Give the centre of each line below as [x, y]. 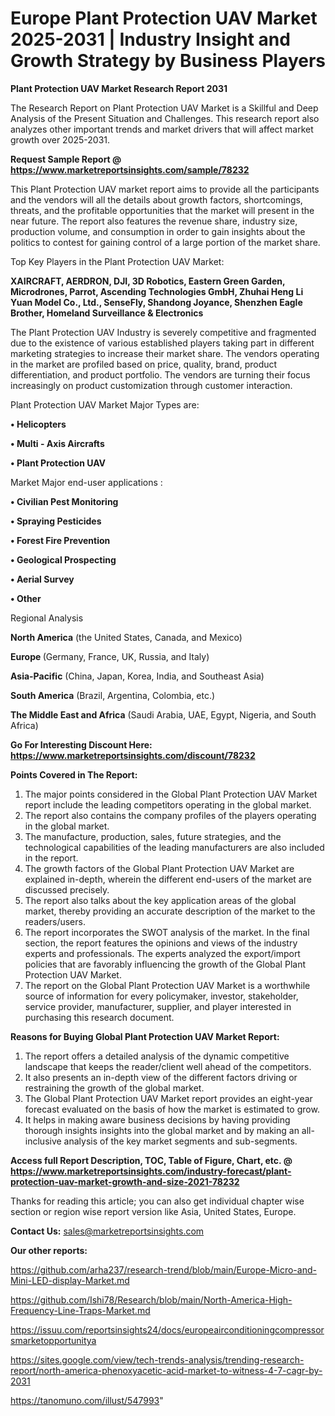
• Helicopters [38, 424]
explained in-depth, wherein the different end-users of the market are [168, 879]
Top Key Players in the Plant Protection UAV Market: [117, 261]
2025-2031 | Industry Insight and [150, 39]
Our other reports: [49, 1250]
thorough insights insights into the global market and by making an [162, 1130]
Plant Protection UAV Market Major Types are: [105, 404]
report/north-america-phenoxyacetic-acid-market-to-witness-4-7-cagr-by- [166, 1370]
